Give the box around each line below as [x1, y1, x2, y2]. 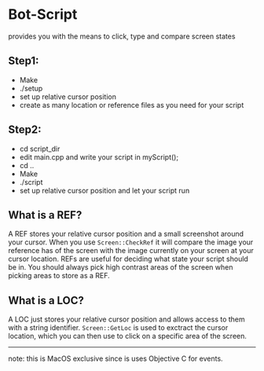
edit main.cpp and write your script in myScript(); [19, 152, 179, 162]
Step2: [8, 123, 42, 137]
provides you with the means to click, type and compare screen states [8, 31, 236, 41]
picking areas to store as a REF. [8, 271, 110, 281]
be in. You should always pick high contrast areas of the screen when [8, 263, 233, 272]
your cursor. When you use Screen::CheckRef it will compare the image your [8, 237, 254, 247]
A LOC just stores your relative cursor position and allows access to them [8, 314, 245, 324]
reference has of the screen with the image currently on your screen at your [8, 246, 254, 255]
